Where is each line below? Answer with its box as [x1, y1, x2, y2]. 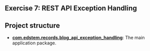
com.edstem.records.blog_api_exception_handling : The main [12, 35, 145, 41]
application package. [12, 40, 57, 46]
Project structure [5, 21, 60, 30]
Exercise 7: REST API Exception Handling [5, 4, 137, 13]
